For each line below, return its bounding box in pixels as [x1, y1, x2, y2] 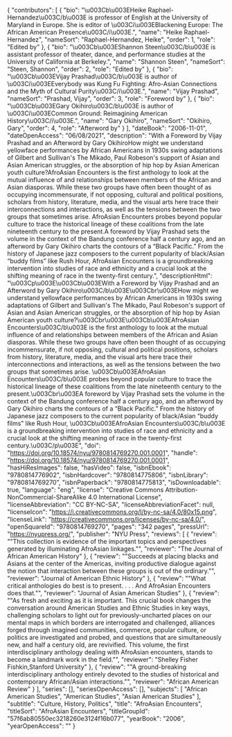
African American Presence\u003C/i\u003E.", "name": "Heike [7, 28, 183, 36]
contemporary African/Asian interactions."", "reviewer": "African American [7, 677, 220, 686]
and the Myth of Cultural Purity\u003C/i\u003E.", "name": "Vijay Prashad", [7, 87, 220, 95]
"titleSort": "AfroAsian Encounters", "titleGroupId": [7, 707, 150, 715]
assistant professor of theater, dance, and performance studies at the [7, 50, 206, 58]
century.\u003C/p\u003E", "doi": [7, 441, 101, 449]
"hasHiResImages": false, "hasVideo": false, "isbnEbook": [7, 463, 172, 472]
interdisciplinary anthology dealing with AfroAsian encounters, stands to [7, 648, 213, 656]
